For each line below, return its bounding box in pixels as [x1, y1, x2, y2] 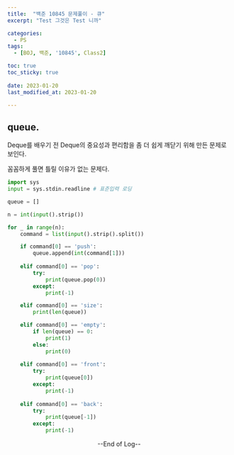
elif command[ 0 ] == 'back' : [20, 400, 103, 408]
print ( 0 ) [45, 348, 72, 355]
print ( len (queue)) [33, 309, 87, 316]
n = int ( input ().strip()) [7, 210, 84, 218]
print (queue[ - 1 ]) [45, 414, 97, 421]
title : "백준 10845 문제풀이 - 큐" [7, 10, 105, 18]
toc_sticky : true [7, 69, 59, 76]
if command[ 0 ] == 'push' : [20, 243, 97, 250]
